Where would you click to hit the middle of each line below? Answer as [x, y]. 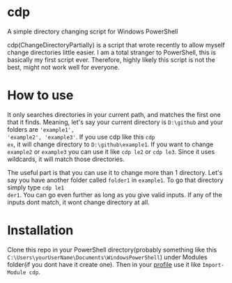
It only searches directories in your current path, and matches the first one [114, 114]
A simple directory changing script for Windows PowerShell [93, 31]
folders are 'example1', [41, 129]
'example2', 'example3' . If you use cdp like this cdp [81, 137]
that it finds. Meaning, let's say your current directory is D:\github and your [115, 122]
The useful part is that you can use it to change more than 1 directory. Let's [115, 172]
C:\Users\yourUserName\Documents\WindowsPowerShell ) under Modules [107, 257]
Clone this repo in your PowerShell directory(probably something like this [112, 250]
